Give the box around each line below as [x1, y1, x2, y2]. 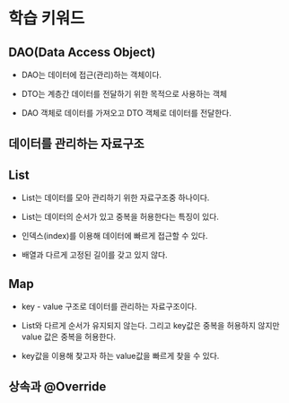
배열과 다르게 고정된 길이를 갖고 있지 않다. [21, 250, 168, 260]
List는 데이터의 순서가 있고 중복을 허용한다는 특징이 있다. [21, 212, 219, 223]
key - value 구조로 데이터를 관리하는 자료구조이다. [21, 302, 197, 312]
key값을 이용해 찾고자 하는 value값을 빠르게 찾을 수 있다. [21, 351, 220, 362]
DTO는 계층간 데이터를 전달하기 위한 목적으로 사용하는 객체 [21, 89, 228, 99]
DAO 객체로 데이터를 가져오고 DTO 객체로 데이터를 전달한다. [21, 108, 232, 118]
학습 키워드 [8, 8, 85, 29]
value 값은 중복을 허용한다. [21, 331, 117, 342]
